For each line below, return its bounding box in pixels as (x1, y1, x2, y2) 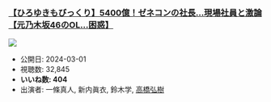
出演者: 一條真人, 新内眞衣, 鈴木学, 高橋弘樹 (19, 85, 164, 95)
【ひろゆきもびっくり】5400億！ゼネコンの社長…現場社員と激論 (8, 6, 263, 18)
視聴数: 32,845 (19, 65, 70, 74)
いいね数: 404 (19, 74, 68, 84)
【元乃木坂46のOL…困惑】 (8, 19, 114, 30)
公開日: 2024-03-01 (19, 54, 87, 64)
